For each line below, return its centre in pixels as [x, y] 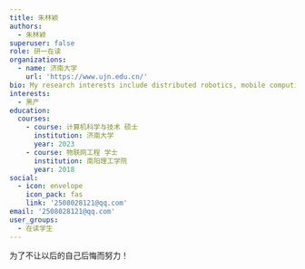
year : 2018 [54, 169]
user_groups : [34, 220]
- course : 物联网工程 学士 [72, 152]
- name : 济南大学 [48, 69]
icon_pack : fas [54, 195]
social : [24, 178]
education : [30, 110]
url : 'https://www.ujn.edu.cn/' [87, 77]
